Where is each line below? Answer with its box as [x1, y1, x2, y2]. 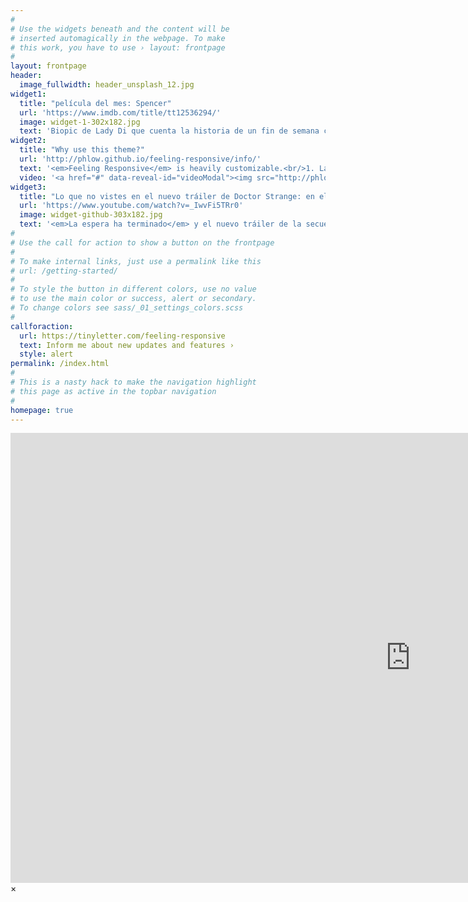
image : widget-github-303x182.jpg [19, 210, 163, 220]
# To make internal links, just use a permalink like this [10, 256, 262, 266]
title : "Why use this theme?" [19, 145, 145, 155]
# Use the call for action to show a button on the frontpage [10, 237, 275, 248]
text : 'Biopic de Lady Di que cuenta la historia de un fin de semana [19, 126, 320, 136]
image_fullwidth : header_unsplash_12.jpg [19, 80, 195, 90]
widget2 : [10, 136, 47, 146]
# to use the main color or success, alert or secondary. [10, 294, 257, 304]
